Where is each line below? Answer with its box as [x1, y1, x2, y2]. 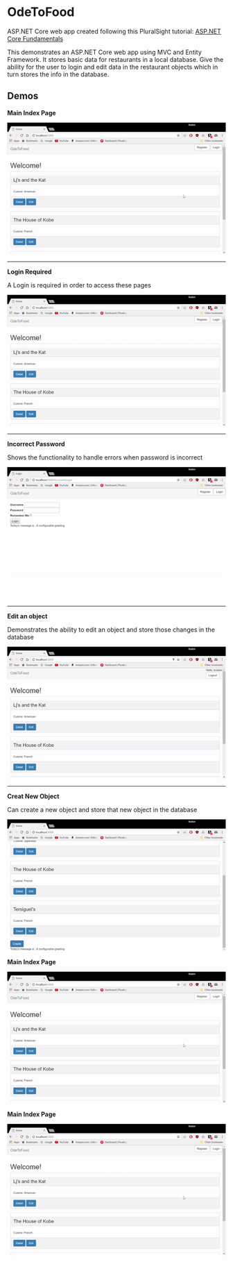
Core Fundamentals [7, 34, 64, 42]
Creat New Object [7, 792, 60, 800]
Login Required [7, 267, 52, 276]
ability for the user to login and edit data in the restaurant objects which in [7, 62, 218, 71]
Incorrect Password [7, 440, 65, 448]
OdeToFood [7, 4, 75, 20]
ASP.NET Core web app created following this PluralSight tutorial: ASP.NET [7, 27, 222, 35]
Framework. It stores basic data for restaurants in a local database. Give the [7, 55, 224, 63]
